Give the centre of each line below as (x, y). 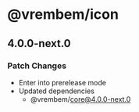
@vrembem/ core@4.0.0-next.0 (80, 99)
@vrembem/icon (63, 14)
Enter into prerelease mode (62, 82)
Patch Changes (37, 66)
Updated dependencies (57, 91)
